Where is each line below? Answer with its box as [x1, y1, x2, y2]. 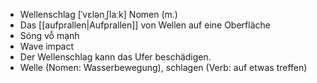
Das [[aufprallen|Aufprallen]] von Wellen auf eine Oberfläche [19, 19, 271, 31]
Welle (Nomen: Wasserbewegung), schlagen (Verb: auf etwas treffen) [19, 62, 308, 73]
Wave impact [19, 40, 75, 52]
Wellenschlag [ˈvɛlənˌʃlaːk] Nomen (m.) [19, 9, 178, 20]
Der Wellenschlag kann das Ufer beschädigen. [19, 51, 212, 63]
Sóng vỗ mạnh [19, 30, 80, 41]
